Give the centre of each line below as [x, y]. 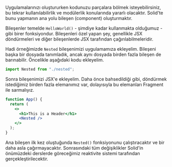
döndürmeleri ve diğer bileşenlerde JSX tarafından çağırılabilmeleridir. [79, 39]
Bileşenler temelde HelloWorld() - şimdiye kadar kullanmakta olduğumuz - [84, 28]
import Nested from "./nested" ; [40, 69]
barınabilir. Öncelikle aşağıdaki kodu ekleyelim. [55, 60]
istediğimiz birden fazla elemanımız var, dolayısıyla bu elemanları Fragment [84, 85]
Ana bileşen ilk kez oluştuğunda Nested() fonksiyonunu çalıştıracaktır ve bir [85, 142]
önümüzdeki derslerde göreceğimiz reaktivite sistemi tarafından [73, 153]
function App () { [24, 99]
